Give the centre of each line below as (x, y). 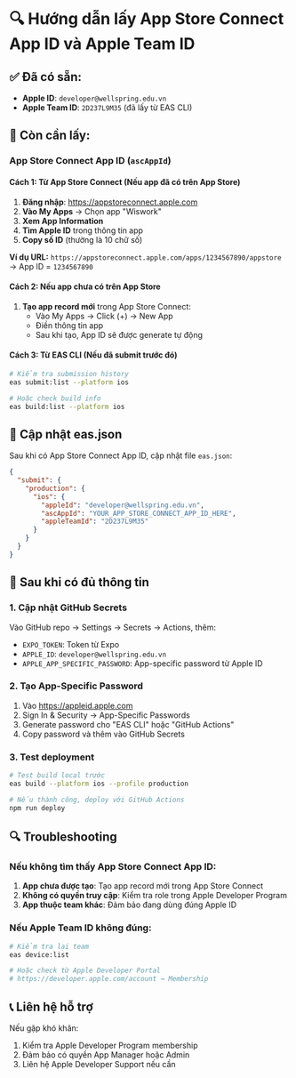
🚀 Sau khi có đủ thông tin (79, 582)
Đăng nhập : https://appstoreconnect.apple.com (110, 202)
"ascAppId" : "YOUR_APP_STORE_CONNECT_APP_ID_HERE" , (139, 513)
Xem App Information (63, 221)
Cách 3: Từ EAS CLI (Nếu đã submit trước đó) (93, 355)
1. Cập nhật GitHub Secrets (68, 607)
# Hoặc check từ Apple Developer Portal (85, 971)
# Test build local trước (57, 776)
